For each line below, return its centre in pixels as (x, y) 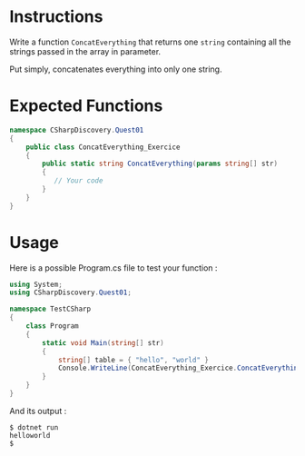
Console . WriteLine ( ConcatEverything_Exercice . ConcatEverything (180, 368)
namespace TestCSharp (50, 309)
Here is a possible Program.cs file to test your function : (113, 268)
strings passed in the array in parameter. (85, 51)
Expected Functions (86, 106)
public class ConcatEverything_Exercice (103, 147)
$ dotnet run (34, 427)
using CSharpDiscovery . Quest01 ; (70, 292)
